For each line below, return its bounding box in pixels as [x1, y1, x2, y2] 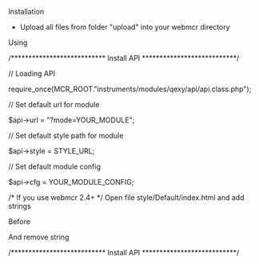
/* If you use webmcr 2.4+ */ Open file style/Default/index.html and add [8, 193, 245, 202]
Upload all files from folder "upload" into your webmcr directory [19, 22, 230, 31]
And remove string [8, 232, 70, 242]
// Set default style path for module [8, 131, 124, 140]
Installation [8, 7, 45, 16]
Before [8, 217, 30, 226]
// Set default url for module [8, 100, 100, 109]
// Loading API [8, 69, 56, 78]
